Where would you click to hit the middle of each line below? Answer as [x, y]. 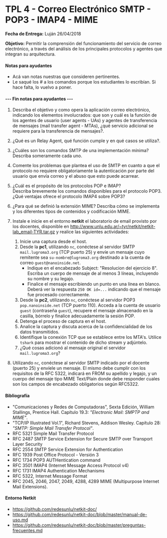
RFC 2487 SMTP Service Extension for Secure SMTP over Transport [83, 438]
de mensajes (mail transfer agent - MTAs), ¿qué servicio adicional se [83, 126]
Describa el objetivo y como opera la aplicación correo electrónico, [81, 110]
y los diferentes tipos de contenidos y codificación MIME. [71, 212]
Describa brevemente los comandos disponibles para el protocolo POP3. [87, 191]
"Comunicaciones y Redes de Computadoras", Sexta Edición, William [83, 407]
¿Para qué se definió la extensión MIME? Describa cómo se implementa [86, 206]
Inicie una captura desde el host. [53, 242]
